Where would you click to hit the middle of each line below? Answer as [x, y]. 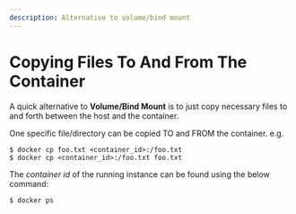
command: [29, 183]
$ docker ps [31, 200]
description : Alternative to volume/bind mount [100, 18]
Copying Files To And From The [128, 62]
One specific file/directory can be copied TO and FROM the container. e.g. [147, 133]
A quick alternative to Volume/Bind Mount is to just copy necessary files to [148, 106]
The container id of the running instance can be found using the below [140, 174]
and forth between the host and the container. [94, 116]
